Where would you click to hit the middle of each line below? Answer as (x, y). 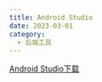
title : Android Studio (51, 17)
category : (27, 34)
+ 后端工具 (35, 42)
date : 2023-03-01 (41, 26)
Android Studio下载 (44, 69)
